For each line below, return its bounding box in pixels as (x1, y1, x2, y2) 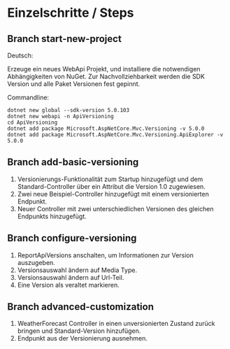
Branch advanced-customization (7, 301, 154, 313)
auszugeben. (17, 258, 56, 266)
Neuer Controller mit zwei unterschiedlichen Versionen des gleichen (17, 204, 214, 213)
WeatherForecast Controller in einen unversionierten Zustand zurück (17, 320, 215, 328)
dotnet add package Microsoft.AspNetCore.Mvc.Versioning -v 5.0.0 (7, 125, 205, 132)
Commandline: (7, 93, 50, 101)
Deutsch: (7, 51, 34, 59)
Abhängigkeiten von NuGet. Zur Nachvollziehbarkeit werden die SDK (7, 72, 205, 80)
